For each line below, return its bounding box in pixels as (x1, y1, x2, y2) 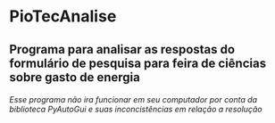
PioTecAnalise (9, 6, 117, 27)
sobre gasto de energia (9, 70, 140, 85)
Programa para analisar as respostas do (9, 42, 235, 57)
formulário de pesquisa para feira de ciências (9, 55, 266, 70)
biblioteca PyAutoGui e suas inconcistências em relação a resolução (9, 104, 263, 115)
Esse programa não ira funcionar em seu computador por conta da (9, 94, 257, 105)
